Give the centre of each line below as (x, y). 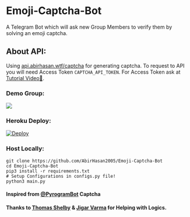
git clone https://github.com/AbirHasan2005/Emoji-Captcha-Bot (85, 161)
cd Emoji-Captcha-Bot (32, 166)
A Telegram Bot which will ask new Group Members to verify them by (89, 27)
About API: (26, 52)
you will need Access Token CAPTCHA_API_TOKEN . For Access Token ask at (93, 72)
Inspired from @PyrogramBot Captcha (53, 194)
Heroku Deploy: (29, 120)
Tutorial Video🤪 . (25, 78)
